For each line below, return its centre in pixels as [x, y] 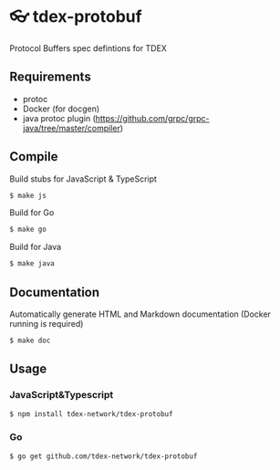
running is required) [47, 324]
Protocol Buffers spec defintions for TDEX [88, 48]
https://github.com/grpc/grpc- [152, 118]
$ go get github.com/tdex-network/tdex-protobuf [104, 456]
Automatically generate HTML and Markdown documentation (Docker [140, 314]
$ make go [28, 230]
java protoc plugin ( [59, 118]
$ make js [28, 195]
